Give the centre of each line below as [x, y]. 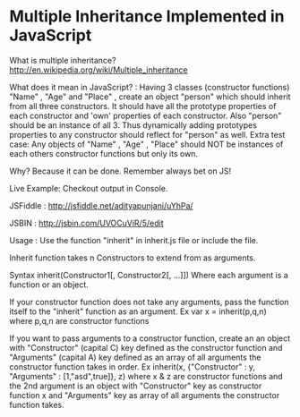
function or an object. [49, 285]
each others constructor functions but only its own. [104, 153]
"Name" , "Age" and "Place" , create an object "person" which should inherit [150, 97]
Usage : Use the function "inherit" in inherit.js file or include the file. [134, 240]
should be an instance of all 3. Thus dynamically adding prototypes [133, 125]
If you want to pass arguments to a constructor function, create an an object [150, 338]
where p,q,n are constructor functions [79, 320]
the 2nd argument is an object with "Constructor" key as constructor [136, 386]
